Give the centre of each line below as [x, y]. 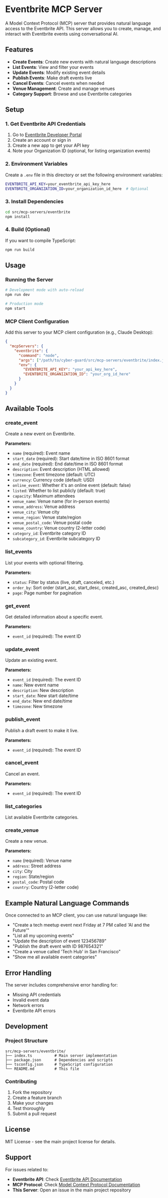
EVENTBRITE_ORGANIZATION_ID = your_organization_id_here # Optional [77, 189]
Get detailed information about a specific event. [54, 617]
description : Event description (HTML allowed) [61, 469]
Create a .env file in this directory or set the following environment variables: [84, 175]
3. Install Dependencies [34, 202]
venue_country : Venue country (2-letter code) [59, 528]
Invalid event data [30, 1000]
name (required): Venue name [42, 861]
